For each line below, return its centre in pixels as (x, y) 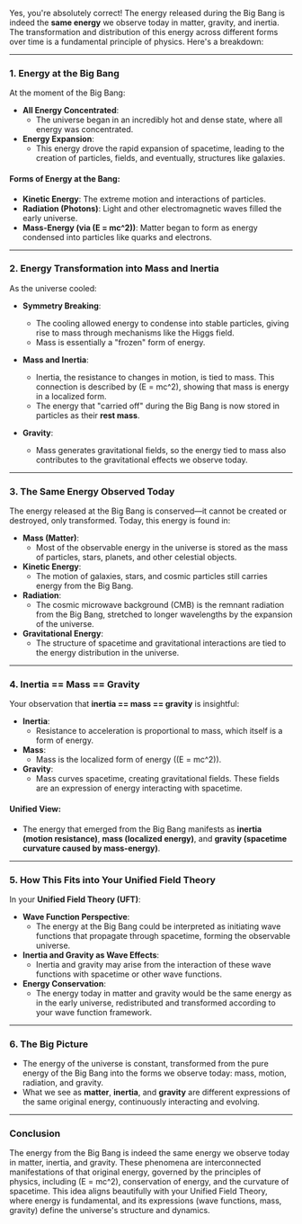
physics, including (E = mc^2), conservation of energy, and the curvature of (149, 1182)
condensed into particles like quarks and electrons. (117, 237)
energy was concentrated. (84, 130)
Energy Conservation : (64, 983)
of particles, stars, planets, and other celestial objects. (136, 558)
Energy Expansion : (58, 139)
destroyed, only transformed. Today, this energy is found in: (120, 521)
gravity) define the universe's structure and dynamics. (110, 1211)
